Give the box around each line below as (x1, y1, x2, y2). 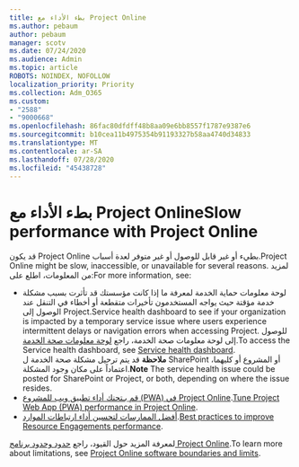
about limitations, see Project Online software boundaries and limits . (9, 448, 261, 459)
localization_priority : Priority (9, 80, 135, 89)
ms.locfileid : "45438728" (9, 163, 106, 172)
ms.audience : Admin (9, 55, 83, 64)
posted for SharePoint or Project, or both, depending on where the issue (22, 374, 290, 384)
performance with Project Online (9, 221, 259, 242)
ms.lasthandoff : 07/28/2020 (9, 154, 115, 164)
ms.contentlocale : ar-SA (9, 146, 102, 155)
